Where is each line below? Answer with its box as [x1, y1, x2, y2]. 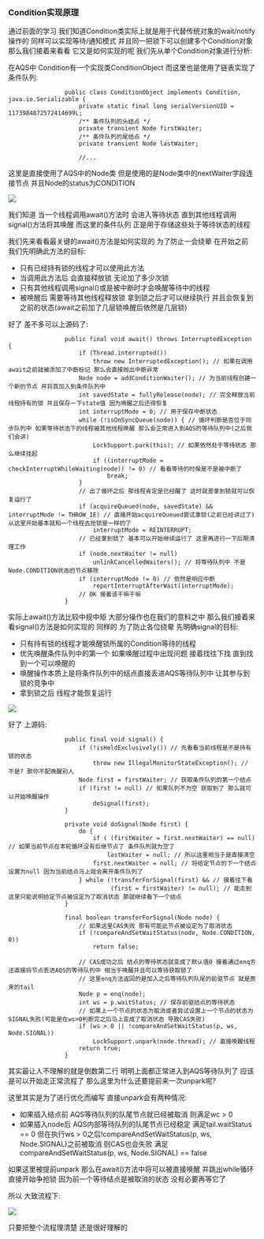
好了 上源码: [8, 720, 47, 730]
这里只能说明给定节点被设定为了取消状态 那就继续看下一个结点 [8, 893, 182, 901]
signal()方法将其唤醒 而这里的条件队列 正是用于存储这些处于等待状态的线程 [8, 220, 251, 230]
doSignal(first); [92, 800, 150, 808]
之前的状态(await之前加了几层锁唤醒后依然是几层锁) [19, 302, 188, 313]
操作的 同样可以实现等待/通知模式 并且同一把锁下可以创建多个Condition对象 [8, 36, 254, 46]
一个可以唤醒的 [26, 659, 76, 668]
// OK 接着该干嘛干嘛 [78, 591, 142, 599]
